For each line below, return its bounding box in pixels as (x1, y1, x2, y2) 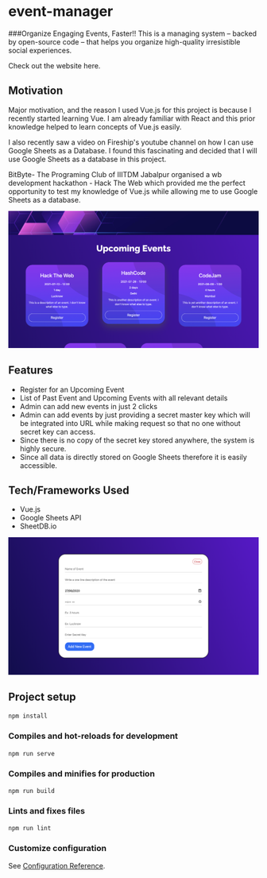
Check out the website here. (8, 60, 101, 70)
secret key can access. (19, 427, 96, 436)
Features (8, 364, 53, 377)
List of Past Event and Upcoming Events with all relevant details (19, 393, 228, 403)
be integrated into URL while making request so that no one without (19, 418, 241, 427)
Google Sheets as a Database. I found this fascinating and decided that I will (8, 145, 257, 155)
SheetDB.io (19, 521, 57, 531)
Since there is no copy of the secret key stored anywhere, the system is (19, 435, 255, 445)
